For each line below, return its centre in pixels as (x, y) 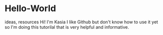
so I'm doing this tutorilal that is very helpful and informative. (67, 27)
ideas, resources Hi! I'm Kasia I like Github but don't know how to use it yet (81, 22)
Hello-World (30, 9)
